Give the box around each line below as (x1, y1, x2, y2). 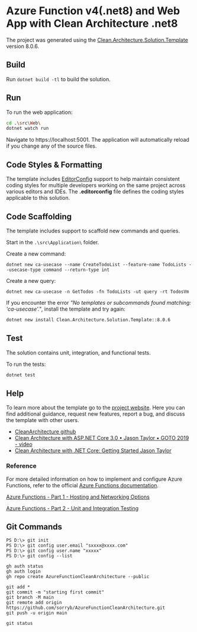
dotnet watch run (6, 126, 49, 132)
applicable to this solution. (6, 194, 70, 202)
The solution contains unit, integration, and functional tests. (6, 349, 151, 356)
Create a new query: (6, 277, 56, 284)
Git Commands (6, 522, 63, 532)
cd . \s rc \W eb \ (6, 120, 41, 126)
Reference (6, 462, 37, 470)
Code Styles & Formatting (6, 159, 102, 170)
